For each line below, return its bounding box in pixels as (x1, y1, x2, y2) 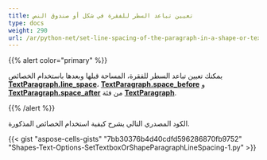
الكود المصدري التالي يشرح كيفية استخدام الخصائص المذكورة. (8, 119, 190, 128)
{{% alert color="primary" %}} (8, 56, 108, 65)
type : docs (8, 19, 44, 27)
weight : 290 (8, 26, 48, 34)
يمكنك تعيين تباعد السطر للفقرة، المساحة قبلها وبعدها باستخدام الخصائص (8, 71, 223, 80)
